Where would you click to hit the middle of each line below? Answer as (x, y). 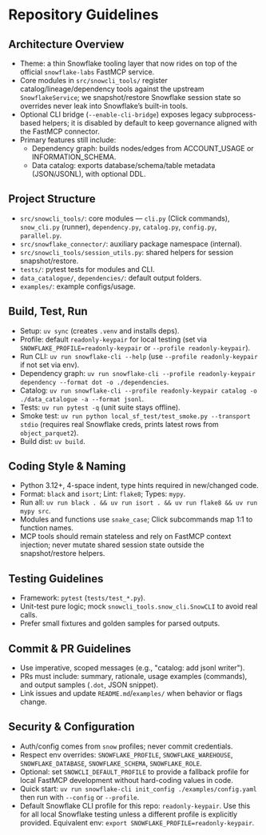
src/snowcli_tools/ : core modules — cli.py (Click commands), (125, 218)
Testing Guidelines (56, 579)
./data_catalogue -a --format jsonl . (82, 398)
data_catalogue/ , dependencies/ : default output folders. (111, 278)
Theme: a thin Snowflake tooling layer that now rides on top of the (128, 63)
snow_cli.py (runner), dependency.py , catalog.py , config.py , (118, 226)
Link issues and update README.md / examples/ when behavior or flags (131, 693)
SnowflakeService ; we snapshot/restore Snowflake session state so (130, 97)
